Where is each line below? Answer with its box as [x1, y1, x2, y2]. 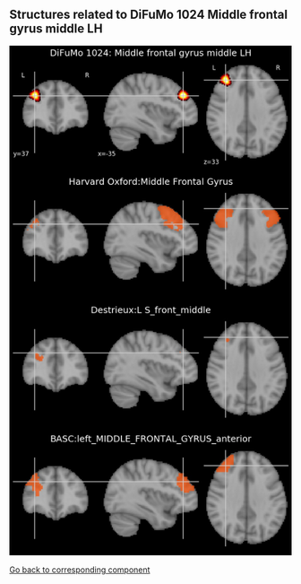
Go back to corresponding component [9, 564, 150, 575]
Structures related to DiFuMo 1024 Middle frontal [9, 7, 288, 22]
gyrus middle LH [9, 22, 103, 37]
